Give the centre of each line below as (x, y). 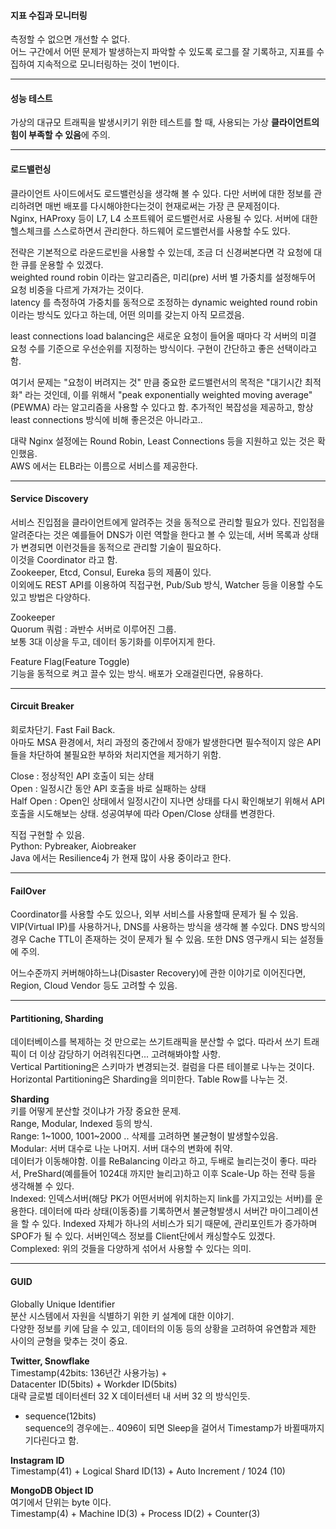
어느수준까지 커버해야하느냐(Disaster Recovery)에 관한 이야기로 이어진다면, (158, 973)
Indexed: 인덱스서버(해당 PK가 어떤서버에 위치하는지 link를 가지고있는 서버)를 (161, 1199)
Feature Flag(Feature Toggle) (70, 661)
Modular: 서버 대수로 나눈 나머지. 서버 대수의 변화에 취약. (121, 1149)
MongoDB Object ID (52, 1490)
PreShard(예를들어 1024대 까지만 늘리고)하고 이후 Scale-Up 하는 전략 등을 (169, 1174)
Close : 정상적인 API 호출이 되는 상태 (82, 776)
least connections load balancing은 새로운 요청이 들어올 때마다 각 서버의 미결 (163, 336)
